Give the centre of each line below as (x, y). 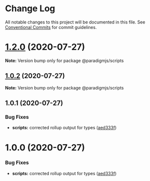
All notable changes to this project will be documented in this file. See (75, 22)
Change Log (30, 9)
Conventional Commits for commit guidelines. (51, 27)
